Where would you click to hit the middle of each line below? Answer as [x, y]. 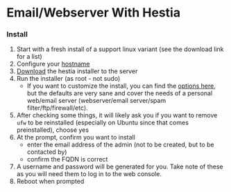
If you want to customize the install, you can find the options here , [121, 86]
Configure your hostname [53, 64]
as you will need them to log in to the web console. [89, 174]
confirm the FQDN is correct [67, 160]
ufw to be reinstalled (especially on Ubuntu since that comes [102, 123]
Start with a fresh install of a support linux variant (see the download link [120, 49]
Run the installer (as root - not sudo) [68, 79]
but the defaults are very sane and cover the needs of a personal [120, 93]
